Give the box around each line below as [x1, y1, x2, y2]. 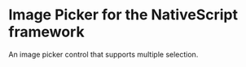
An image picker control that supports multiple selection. [8, 49, 199, 59]
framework [8, 23, 85, 41]
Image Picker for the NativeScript [8, 6, 239, 24]
